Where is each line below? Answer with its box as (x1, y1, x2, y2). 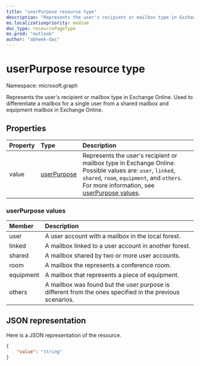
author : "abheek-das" (6, 36, 60, 42)
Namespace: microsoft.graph (6, 82, 78, 89)
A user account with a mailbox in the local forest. (45, 232, 181, 241)
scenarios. (45, 296, 74, 304)
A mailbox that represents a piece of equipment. (45, 271, 180, 279)
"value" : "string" (17, 349, 62, 355)
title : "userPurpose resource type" (6, 8, 97, 15)
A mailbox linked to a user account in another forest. (45, 242, 190, 250)
